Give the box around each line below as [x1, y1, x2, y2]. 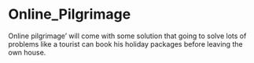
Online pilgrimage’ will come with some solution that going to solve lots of [8, 31, 247, 40]
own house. [8, 47, 46, 57]
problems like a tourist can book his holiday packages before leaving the [8, 39, 243, 48]
